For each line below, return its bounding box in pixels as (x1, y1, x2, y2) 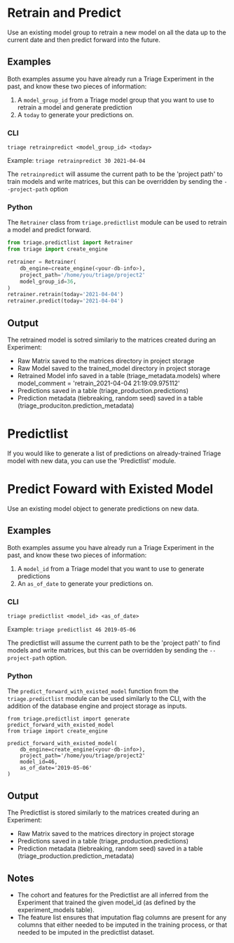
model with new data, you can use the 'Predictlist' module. (7, 456, 177, 464)
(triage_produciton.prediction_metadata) (17, 401, 135, 410)
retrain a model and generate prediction (17, 103, 132, 112)
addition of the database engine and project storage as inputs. (7, 702, 187, 710)
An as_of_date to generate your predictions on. (17, 579, 153, 587)
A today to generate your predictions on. (17, 110, 135, 119)
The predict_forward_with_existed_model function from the (7, 687, 179, 695)
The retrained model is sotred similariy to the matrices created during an (7, 335, 216, 345)
